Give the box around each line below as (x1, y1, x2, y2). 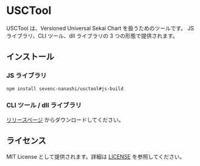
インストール (6, 52, 55, 62)
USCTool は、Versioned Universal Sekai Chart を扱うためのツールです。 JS (6, 24, 195, 32)
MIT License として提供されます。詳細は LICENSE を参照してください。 (6, 153, 185, 160)
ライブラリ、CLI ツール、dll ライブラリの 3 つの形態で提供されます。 (6, 32, 178, 40)
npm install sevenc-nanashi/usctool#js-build (6, 86, 123, 92)
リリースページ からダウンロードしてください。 (6, 116, 125, 123)
